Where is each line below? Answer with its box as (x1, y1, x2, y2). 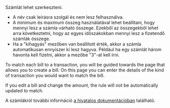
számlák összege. (12, 35, 51, 42)
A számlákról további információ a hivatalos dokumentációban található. (5, 97, 156, 103)
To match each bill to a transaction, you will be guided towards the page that (5, 62, 165, 67)
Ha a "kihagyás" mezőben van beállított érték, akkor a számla (12, 41, 142, 47)
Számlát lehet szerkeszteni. (5, 5, 63, 10)
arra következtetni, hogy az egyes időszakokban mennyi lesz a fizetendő (12, 30, 165, 36)
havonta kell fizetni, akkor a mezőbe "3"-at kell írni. (12, 52, 120, 58)
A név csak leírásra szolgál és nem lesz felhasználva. (12, 14, 124, 20)
